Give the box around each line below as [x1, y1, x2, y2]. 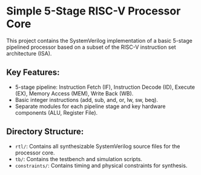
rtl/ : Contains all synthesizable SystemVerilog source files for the [15, 142, 180, 150]
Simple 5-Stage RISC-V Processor [6, 4, 181, 18]
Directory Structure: [6, 127, 84, 137]
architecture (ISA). [6, 49, 52, 57]
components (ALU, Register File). [15, 109, 98, 116]
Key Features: [6, 68, 60, 78]
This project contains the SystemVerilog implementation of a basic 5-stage [6, 37, 193, 44]
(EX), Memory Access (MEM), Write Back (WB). [15, 89, 134, 97]
